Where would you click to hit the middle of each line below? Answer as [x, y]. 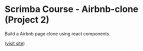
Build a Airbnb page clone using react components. [57, 33]
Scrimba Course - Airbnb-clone [71, 9]
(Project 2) [27, 20]
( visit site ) [15, 43]
